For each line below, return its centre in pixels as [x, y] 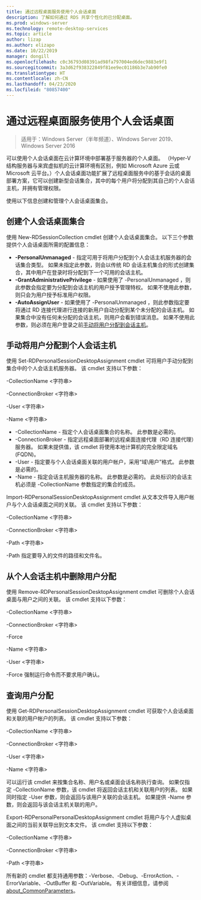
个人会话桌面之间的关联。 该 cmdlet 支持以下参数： [80, 505]
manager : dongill [28, 56]
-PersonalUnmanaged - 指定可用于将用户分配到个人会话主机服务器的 [100, 257]
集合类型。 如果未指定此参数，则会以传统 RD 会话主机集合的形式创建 [105, 265]
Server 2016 [60, 146]
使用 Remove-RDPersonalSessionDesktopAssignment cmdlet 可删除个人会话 [100, 592]
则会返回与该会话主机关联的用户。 [58, 805]
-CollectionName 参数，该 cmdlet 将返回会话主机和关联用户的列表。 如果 [103, 790]
